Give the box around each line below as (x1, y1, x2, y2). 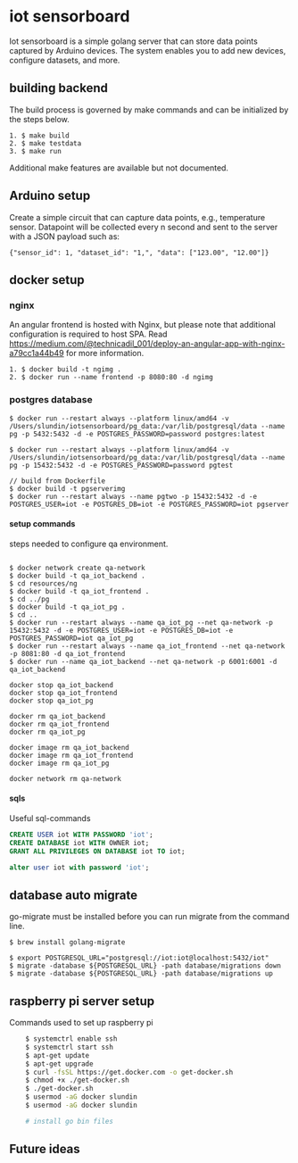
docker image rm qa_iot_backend (9, 743, 129, 752)
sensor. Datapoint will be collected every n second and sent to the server (9, 221, 278, 232)
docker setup (9, 272, 85, 287)
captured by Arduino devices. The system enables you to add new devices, (9, 45, 286, 55)
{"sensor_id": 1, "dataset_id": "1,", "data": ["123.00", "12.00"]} (9, 248, 269, 257)
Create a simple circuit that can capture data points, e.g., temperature (9, 212, 266, 222)
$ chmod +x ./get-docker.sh (25, 1076, 129, 1085)
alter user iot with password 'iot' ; (9, 863, 150, 872)
